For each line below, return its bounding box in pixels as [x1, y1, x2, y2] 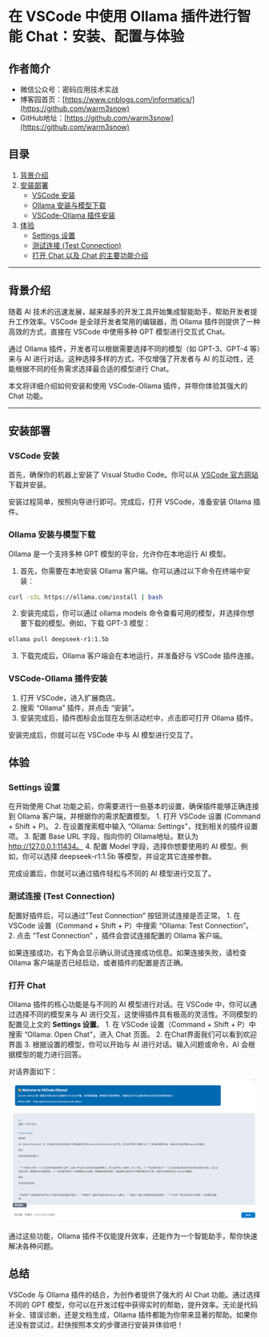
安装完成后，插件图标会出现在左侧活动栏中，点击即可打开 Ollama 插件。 [19, 713, 258, 722]
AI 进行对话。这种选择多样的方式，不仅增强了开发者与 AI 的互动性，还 [23, 354, 255, 364]
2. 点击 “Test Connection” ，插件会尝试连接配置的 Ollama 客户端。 [8, 930, 227, 940]
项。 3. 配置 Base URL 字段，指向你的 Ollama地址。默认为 [8, 831, 199, 841]
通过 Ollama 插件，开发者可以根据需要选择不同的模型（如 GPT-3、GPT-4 [8, 343, 248, 353]
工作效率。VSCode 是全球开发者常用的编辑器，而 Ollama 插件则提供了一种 [14, 316, 261, 326]
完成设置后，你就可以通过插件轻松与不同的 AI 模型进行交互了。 [8, 868, 216, 879]
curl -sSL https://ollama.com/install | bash [8, 593, 163, 601]
